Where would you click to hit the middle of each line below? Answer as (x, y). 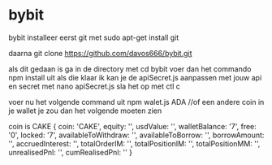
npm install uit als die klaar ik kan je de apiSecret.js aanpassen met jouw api (135, 77)
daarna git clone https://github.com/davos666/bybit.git (100, 53)
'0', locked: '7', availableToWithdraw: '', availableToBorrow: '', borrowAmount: (136, 135)
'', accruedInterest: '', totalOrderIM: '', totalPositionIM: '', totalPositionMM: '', (134, 143)
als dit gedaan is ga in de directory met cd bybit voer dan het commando (130, 69)
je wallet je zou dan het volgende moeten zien (85, 111)
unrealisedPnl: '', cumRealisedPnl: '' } (70, 152)
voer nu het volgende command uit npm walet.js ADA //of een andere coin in (136, 102)
